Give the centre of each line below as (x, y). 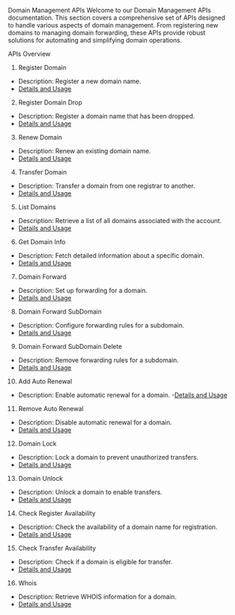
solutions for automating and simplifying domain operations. (95, 40)
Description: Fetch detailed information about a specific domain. (111, 256)
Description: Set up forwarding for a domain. (83, 290)
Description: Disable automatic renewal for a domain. (95, 422)
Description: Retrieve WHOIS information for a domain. (97, 597)
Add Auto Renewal (45, 381)
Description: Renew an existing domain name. (84, 151)
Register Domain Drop (50, 102)
